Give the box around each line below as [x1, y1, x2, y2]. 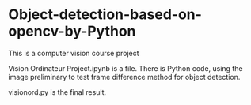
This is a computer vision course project [8, 48, 140, 58]
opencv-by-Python [8, 22, 136, 40]
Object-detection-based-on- [8, 6, 202, 24]
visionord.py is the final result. [8, 87, 107, 96]
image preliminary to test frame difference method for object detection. [8, 72, 241, 81]
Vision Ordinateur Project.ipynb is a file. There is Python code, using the [8, 63, 243, 73]
